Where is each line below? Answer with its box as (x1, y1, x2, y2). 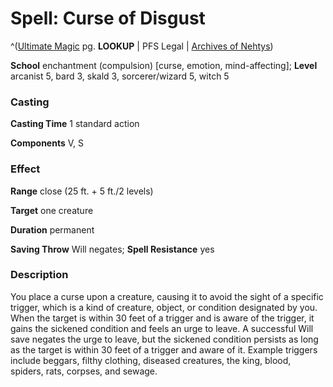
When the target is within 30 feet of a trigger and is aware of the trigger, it (10, 312, 315, 324)
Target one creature (10, 204, 94, 216)
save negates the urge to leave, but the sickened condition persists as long (10, 333, 319, 345)
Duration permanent (10, 223, 95, 236)
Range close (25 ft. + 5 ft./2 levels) (10, 185, 154, 197)
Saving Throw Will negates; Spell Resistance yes (10, 243, 215, 255)
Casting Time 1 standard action (10, 118, 140, 130)
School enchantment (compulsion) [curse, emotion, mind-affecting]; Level (10, 59, 318, 71)
